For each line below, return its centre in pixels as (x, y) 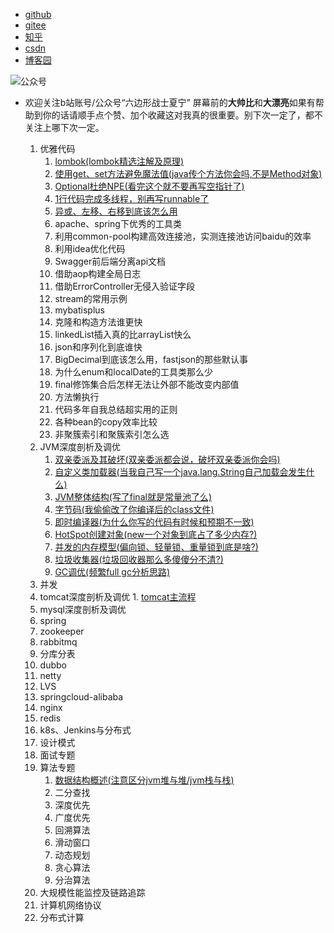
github (38, 14)
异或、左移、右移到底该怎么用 (116, 211)
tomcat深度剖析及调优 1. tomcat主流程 (118, 597)
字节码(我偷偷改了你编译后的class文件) (134, 509)
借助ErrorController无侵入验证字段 (125, 286)
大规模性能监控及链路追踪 (92, 892)
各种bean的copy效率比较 (106, 422)
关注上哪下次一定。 (64, 127)
